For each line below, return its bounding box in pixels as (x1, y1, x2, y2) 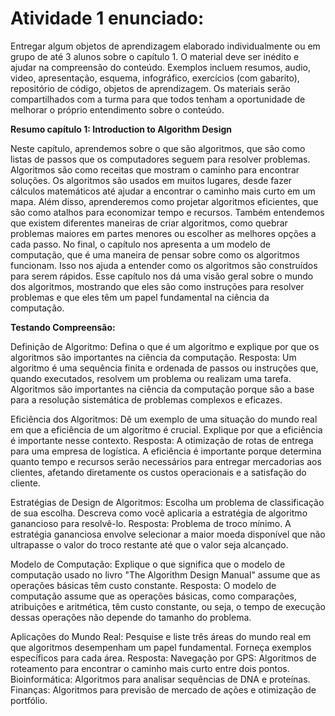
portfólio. (10, 694, 48, 706)
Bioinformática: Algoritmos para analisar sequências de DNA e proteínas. (10, 673, 311, 685)
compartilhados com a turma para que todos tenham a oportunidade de (10, 93, 306, 105)
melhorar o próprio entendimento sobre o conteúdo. (10, 103, 225, 116)
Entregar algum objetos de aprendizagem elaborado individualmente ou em (10, 40, 321, 52)
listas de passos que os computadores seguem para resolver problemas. (10, 153, 311, 165)
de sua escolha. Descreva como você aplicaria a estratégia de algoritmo (10, 507, 308, 519)
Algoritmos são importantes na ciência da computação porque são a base (10, 383, 315, 395)
